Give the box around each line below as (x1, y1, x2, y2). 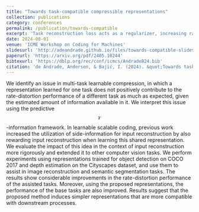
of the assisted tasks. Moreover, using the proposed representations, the (6, 181, 184, 188)
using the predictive (6, 105, 55, 113)
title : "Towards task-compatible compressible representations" (6, 8, 168, 15)
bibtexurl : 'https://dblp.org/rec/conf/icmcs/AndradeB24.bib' (6, 58, 163, 64)
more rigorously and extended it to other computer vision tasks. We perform (6, 149, 192, 156)
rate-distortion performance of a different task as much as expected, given (6, 92, 189, 99)
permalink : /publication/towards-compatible (6, 25, 118, 31)
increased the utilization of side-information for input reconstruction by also (6, 130, 191, 137)
